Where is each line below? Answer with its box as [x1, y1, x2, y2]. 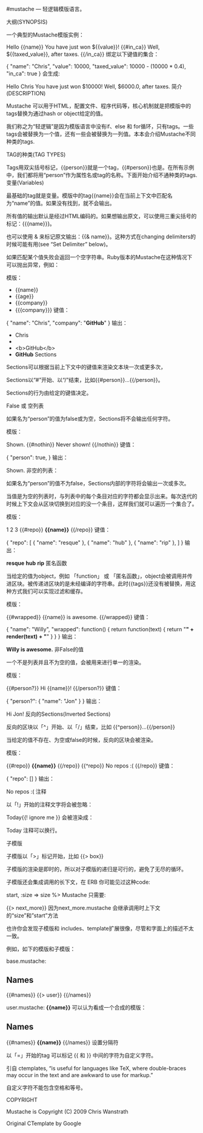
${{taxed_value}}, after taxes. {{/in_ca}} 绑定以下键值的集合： [6, 50, 159, 58]
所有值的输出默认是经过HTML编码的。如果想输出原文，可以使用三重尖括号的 [6, 212, 197, 220]
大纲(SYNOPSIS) [6, 18, 48, 26]
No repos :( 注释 [6, 788, 47, 795]
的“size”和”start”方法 [6, 912, 59, 919]
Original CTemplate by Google [6, 1120, 82, 1127]
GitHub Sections [15, 351, 57, 358]
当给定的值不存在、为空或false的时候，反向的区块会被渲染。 [6, 736, 156, 743]
